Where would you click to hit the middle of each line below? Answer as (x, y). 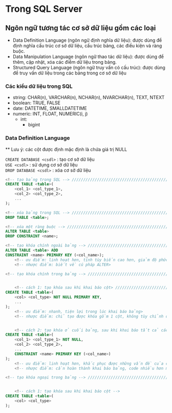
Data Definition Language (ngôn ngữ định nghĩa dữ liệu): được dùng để (87, 40)
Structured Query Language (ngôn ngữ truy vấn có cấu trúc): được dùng (89, 68)
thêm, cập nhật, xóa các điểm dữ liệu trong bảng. (64, 62)
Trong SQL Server (44, 9)
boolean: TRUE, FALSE (36, 103)
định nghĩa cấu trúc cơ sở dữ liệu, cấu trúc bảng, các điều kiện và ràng (87, 46)
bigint (34, 125)
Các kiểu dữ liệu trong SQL (39, 86)
